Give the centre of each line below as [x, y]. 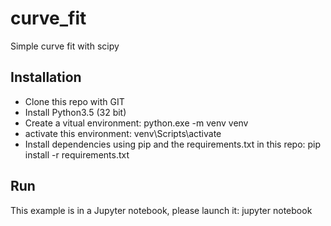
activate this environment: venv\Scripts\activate [123, 133]
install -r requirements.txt [77, 154]
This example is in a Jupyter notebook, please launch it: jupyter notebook [161, 210]
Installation [46, 77]
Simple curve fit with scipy [65, 46]
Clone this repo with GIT [74, 101]
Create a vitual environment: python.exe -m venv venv [136, 123]
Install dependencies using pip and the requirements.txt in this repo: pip [173, 144]
